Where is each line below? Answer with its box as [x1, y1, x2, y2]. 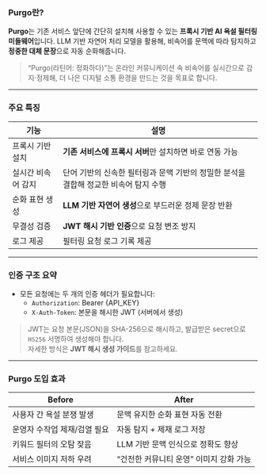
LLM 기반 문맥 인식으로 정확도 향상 [116, 439, 239, 450]
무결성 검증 [12, 220, 51, 232]
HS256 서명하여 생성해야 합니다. [27, 334, 124, 343]
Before [47, 394, 74, 405]
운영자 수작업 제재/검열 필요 [12, 424, 109, 435]
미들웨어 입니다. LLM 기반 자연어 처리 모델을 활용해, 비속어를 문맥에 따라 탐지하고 [8, 36, 256, 46]
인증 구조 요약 [8, 270, 58, 281]
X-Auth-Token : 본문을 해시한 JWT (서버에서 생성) [31, 307, 184, 316]
